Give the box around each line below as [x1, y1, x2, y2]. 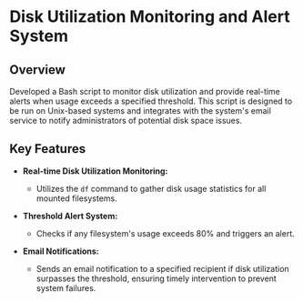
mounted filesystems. [35, 193, 117, 204]
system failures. [35, 282, 96, 293]
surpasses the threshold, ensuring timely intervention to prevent [35, 273, 278, 284]
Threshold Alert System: [22, 210, 118, 221]
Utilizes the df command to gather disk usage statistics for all [35, 183, 267, 194]
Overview [9, 62, 66, 77]
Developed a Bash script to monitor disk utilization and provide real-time [9, 86, 280, 96]
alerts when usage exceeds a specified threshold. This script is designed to [9, 96, 293, 106]
